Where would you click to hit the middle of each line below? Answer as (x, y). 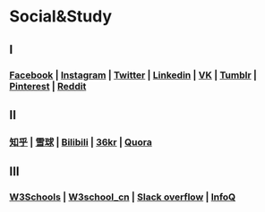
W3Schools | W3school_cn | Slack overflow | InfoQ (123, 197)
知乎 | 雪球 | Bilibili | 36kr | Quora (81, 142)
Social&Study (61, 17)
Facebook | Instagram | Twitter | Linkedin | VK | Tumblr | (133, 75)
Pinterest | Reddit (48, 86)
